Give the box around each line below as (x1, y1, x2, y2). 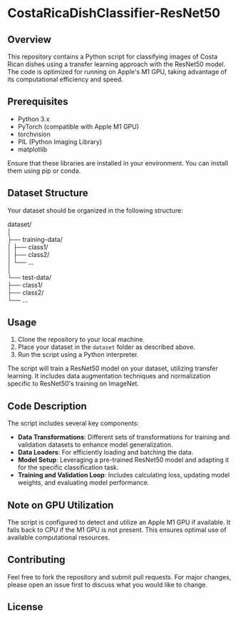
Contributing (7, 554, 66, 566)
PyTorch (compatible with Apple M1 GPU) (17, 122, 140, 131)
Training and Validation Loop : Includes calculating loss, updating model (17, 471, 230, 480)
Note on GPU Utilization (7, 499, 114, 511)
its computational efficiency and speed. (7, 75, 123, 83)
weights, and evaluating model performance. (17, 478, 150, 487)
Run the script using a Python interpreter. (17, 350, 139, 359)
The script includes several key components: (7, 419, 139, 427)
